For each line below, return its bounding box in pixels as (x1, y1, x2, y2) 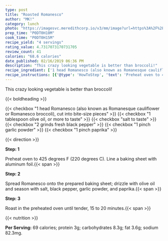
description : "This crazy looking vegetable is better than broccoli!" (5, 63, 157, 68)
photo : (5, 26, 19, 31)
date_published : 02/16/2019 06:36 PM (5, 58, 84, 63)
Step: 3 (5, 195, 21, 201)
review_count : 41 (5, 49, 41, 54)
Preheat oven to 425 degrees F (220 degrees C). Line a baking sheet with (5, 155, 157, 161)
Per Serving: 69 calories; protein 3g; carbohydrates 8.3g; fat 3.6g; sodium (5, 224, 158, 230)
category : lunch (5, 21, 39, 26)
